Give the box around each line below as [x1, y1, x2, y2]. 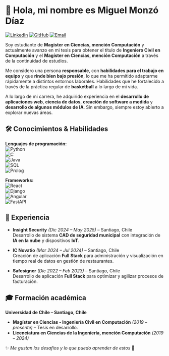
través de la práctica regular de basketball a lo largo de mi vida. [5, 83, 138, 90]
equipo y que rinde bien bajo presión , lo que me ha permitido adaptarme [5, 73, 158, 79]
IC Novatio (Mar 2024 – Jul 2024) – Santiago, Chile [12, 247, 120, 253]
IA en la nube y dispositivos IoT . [12, 237, 80, 244]
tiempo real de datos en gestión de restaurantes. [12, 258, 114, 264]
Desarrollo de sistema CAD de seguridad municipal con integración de [12, 232, 160, 238]
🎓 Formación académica [5, 293, 87, 302]
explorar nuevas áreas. [5, 109, 53, 115]
